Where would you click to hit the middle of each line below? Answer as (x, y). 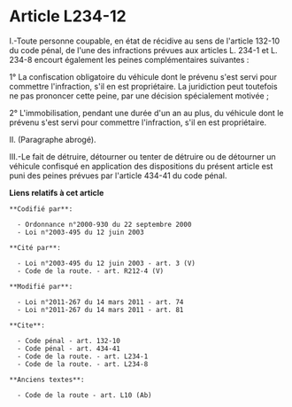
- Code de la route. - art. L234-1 (83, 356)
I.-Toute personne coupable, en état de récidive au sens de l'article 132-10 (145, 41)
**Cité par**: (35, 247)
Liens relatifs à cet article (57, 192)
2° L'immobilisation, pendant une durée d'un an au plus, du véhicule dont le (146, 113)
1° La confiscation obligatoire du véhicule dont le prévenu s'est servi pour (143, 76)
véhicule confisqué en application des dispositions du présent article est (141, 166)
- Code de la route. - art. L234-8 (83, 364)
